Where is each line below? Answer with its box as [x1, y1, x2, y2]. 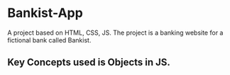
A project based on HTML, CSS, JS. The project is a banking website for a [7, 28, 224, 37]
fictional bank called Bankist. [7, 35, 92, 44]
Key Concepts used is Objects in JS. [7, 57, 170, 69]
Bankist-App [7, 5, 83, 21]
